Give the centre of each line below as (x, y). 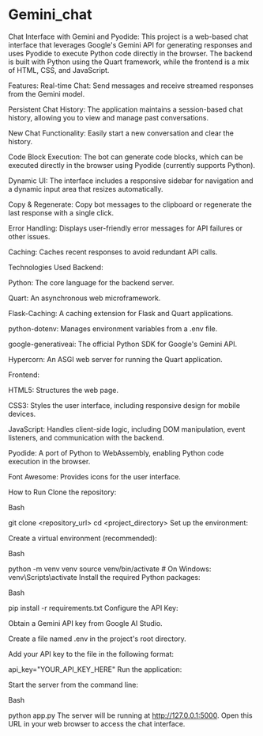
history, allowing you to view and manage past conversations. (109, 117)
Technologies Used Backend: (56, 267)
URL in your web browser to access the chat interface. (97, 723)
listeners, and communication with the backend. (86, 437)
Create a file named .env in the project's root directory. (98, 639)
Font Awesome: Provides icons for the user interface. (95, 476)
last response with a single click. (61, 212)
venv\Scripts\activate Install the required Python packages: (104, 577)
